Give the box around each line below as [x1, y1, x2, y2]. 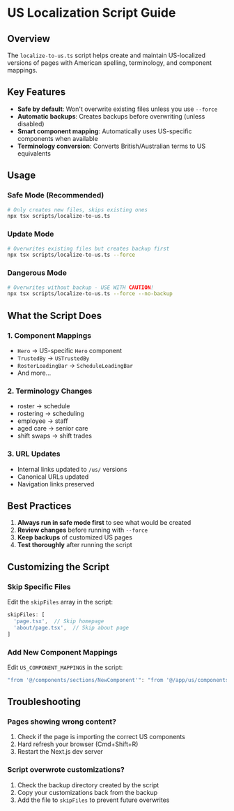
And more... [17, 369, 52, 378]
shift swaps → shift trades [17, 431, 93, 440]
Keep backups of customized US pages [17, 533, 132, 542]
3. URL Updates [7, 449, 61, 459]
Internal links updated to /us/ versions [17, 465, 127, 473]
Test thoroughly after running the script [17, 541, 132, 549]
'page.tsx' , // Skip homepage [13, 618, 104, 625]
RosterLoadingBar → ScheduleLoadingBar [17, 362, 134, 370]
